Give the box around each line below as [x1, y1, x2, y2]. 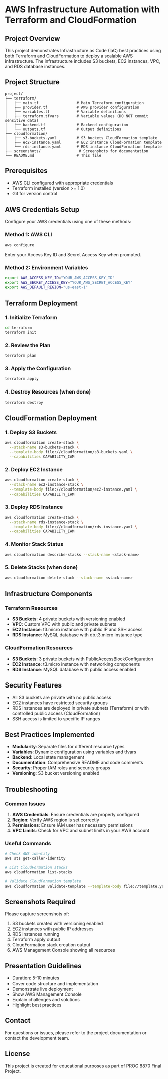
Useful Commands [5, 840, 51, 847]
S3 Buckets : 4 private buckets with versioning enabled [12, 616, 126, 622]
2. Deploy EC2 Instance [5, 466, 63, 473]
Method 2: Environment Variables [5, 264, 88, 271]
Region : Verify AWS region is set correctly [12, 817, 100, 823]
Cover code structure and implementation [12, 980, 98, 987]
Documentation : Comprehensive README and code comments [12, 760, 143, 766]
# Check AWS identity [5, 851, 50, 856]
